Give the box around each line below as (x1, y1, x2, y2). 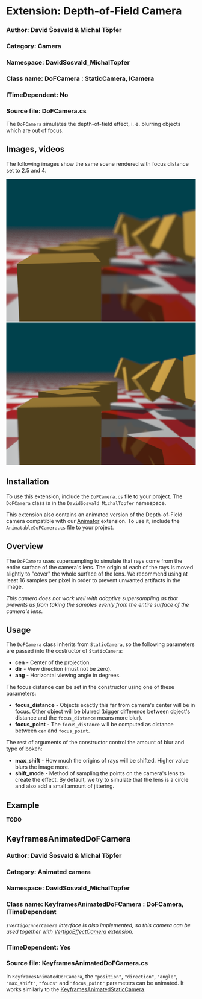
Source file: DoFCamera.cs (6, 107, 87, 115)
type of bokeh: (6, 745, 43, 752)
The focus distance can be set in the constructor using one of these (6, 683, 174, 691)
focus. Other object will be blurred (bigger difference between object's (14, 708, 191, 715)
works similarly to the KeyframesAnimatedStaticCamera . (6, 985, 146, 993)
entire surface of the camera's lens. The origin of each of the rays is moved (6, 563, 194, 571)
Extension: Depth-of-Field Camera (6, 4, 182, 18)
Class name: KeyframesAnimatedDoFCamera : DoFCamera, (6, 900, 184, 909)
